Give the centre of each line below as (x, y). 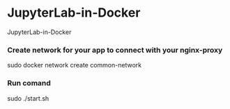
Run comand (29, 83)
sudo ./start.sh (28, 98)
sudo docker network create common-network (74, 65)
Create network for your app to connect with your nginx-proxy (115, 50)
